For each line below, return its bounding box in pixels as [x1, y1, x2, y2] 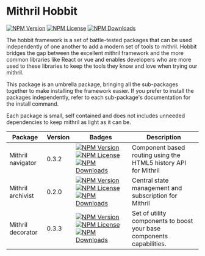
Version [46, 133, 70, 141]
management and [132, 183, 182, 192]
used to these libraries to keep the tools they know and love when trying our [6, 62, 198, 70]
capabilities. [132, 240, 167, 248]
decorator [9, 228, 38, 236]
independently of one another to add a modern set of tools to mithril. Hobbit [6, 43, 197, 50]
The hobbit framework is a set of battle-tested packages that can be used [6, 36, 192, 43]
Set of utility [132, 209, 167, 218]
